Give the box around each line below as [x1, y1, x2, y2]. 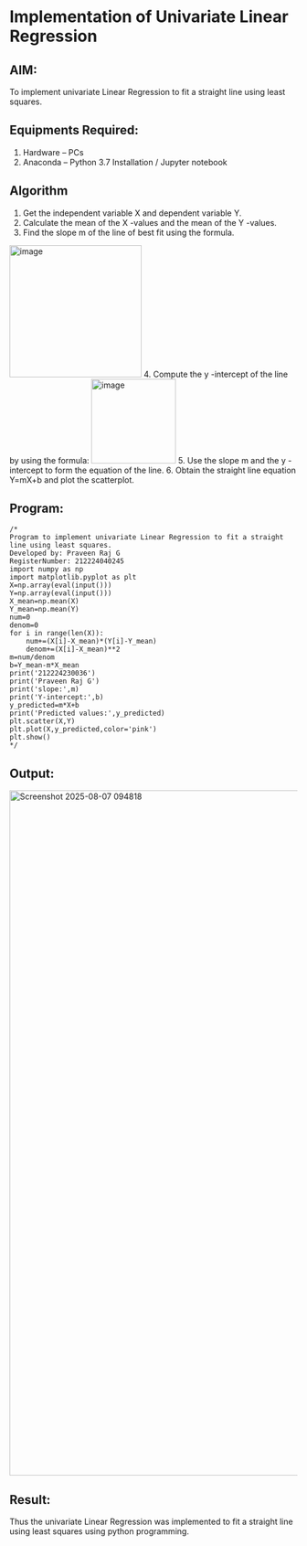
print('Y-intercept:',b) [9, 693, 104, 702]
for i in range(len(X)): [9, 629, 104, 638]
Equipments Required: [9, 123, 139, 138]
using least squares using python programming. [9, 1526, 190, 1537]
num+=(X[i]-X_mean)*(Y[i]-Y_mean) [26, 637, 157, 646]
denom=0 [9, 621, 39, 630]
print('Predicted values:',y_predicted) [9, 709, 166, 719]
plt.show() [9, 733, 51, 742]
